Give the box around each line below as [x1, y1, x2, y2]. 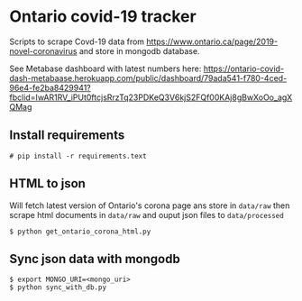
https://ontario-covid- [203, 63, 285, 74]
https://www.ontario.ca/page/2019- [146, 36, 278, 47]
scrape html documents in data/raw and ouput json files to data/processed [9, 209, 284, 220]
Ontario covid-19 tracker [9, 6, 197, 27]
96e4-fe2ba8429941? [9, 82, 92, 93]
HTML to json [9, 176, 86, 191]
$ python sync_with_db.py [9, 283, 106, 292]
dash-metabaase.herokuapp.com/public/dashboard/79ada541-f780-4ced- [9, 72, 288, 83]
